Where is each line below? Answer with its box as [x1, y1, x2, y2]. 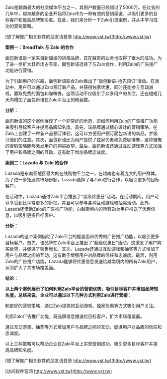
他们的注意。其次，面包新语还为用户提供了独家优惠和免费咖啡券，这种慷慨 [9, 137, 162, 142]
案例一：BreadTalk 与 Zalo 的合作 [5, 44, 74, 50]
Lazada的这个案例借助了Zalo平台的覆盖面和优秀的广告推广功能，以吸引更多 [5, 234, 160, 239]
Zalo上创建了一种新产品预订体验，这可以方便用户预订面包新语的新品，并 [5, 130, 154, 136]
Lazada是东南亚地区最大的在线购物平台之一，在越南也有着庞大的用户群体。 [5, 170, 160, 176]
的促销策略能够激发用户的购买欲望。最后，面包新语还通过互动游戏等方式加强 [5, 143, 162, 149]
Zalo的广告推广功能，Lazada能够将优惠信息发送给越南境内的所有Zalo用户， [5, 259, 160, 264]
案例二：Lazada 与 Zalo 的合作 [5, 160, 68, 166]
